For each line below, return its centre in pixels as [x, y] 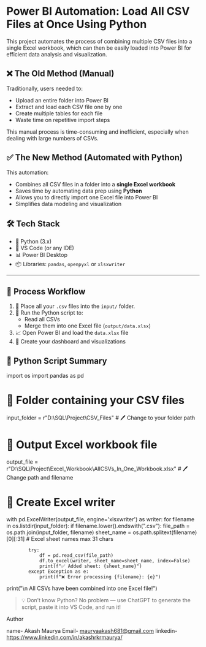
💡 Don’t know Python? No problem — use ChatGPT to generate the [106, 600]
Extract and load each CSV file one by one [69, 107]
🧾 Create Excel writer [61, 503]
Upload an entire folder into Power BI [62, 100]
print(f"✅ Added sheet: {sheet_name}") [90, 566]
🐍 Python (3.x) [33, 242]
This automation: [28, 172]
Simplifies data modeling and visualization [68, 204]
